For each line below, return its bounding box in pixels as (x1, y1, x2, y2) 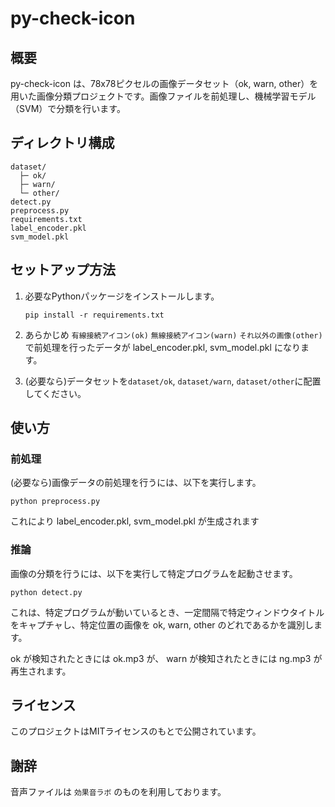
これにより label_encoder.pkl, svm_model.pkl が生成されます (10, 515, 260, 527)
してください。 (24, 387, 87, 399)
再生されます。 (10, 665, 72, 677)
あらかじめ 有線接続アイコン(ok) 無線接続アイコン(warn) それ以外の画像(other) (24, 328, 323, 341)
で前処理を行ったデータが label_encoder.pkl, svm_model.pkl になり (24, 341, 301, 353)
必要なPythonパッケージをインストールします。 (24, 290, 220, 302)
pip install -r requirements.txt (24, 310, 165, 320)
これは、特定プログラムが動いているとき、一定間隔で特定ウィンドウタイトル (10, 606, 325, 618)
